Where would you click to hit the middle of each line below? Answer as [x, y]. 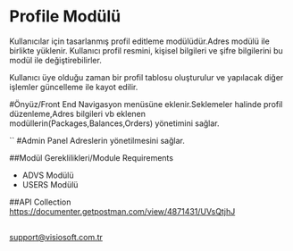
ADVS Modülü [48, 175]
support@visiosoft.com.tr [56, 238]
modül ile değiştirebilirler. [56, 60]
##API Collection [40, 202]
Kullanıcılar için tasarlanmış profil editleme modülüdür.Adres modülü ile [139, 41]
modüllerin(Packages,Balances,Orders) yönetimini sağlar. [115, 123]
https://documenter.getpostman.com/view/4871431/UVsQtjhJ [122, 211]
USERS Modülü [50, 184]
